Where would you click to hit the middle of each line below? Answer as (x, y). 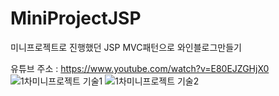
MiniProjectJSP (76, 18)
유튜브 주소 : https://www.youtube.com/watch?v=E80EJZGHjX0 (140, 68)
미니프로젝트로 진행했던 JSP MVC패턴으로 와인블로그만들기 (126, 47)
